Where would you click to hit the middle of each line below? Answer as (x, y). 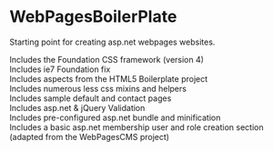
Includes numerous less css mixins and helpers (98, 88)
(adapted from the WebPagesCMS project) (90, 136)
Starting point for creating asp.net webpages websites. (112, 42)
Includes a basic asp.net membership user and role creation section (136, 127)
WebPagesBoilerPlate (93, 17)
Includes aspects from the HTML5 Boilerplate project (109, 78)
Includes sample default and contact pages (91, 98)
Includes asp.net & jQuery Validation (77, 107)
